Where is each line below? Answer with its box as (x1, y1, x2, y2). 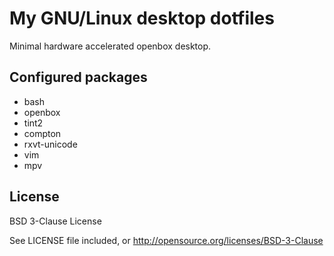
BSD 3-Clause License (9, 215, 102, 227)
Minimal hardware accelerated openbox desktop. (9, 40, 212, 52)
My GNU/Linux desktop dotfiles (9, 7, 275, 30)
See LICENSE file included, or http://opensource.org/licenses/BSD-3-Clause (9, 234, 324, 246)
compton (23, 127, 62, 139)
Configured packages (9, 69, 148, 86)
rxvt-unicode (23, 138, 78, 150)
